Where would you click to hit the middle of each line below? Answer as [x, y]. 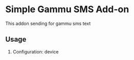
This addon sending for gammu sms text [48, 23]
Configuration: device [36, 51]
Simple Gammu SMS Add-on [67, 9]
